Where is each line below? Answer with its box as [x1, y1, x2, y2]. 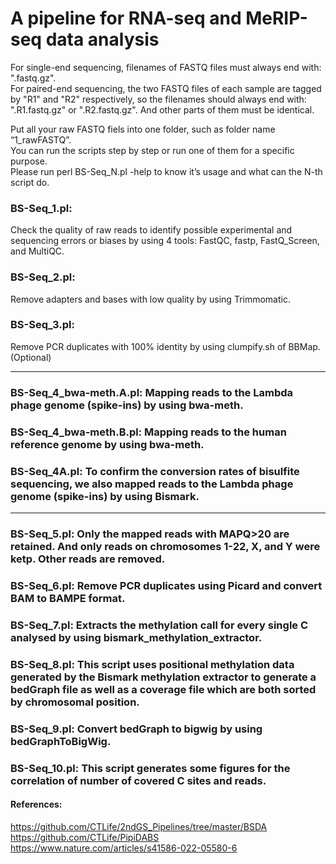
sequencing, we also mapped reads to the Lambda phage [10, 477, 294, 491]
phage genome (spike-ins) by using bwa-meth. [10, 398, 244, 412]
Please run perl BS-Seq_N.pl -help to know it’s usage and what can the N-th [10, 165, 323, 177]
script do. [10, 176, 50, 188]
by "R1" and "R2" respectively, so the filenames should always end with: [10, 93, 307, 105]
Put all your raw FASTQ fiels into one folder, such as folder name [10, 123, 276, 135]
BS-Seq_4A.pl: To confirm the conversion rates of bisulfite [10, 464, 300, 478]
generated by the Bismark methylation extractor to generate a [10, 670, 317, 684]
